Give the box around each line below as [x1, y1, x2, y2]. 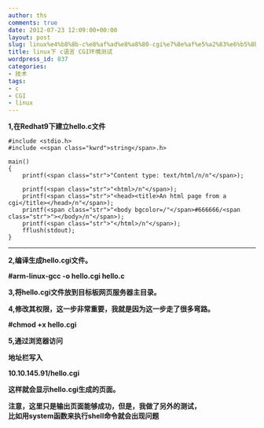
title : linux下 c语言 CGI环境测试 [8, 48, 113, 56]
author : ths [8, 11, 47, 20]
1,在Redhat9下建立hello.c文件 [8, 122, 106, 131]
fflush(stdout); [22, 227, 76, 235]
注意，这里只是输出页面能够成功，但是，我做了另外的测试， [8, 401, 201, 411]
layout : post [8, 33, 51, 42]
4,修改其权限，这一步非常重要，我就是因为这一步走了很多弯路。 [8, 304, 214, 314]
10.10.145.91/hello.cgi [8, 368, 80, 378]
